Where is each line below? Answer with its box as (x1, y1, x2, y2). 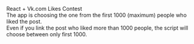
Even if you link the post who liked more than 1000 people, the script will (6, 24, 189, 31)
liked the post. (6, 18, 42, 25)
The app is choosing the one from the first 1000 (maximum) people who (6, 11, 187, 19)
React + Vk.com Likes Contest (6, 5, 82, 12)
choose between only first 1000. (6, 31, 87, 38)
